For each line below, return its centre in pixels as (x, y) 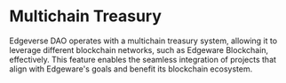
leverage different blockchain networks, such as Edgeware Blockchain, (139, 49)
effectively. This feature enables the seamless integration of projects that (143, 59)
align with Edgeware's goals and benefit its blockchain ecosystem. (131, 69)
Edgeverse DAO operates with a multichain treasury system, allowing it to (143, 41)
